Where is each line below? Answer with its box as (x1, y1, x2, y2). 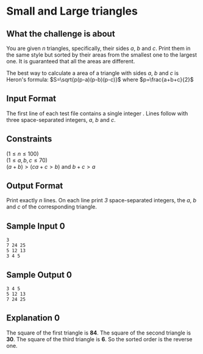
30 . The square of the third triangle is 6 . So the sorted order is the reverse (6, 335, 193, 342)
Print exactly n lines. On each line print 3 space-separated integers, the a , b (6, 197, 197, 204)
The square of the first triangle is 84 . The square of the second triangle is (6, 329, 191, 336)
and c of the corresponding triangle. (6, 203, 98, 211)
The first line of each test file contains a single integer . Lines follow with (6, 110, 188, 117)
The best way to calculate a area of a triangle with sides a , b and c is (6, 69, 179, 77)
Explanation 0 (6, 313, 60, 324)
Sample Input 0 (6, 221, 65, 231)
